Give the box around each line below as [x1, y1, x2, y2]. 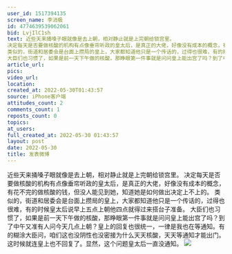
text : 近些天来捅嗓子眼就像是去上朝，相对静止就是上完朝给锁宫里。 [7, 36, 175, 43]
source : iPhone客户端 [7, 94, 66, 100]
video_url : [7, 74, 39, 81]
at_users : [7, 125, 36, 132]
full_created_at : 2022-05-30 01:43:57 [7, 131, 119, 138]
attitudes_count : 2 [7, 100, 64, 107]
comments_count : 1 [7, 106, 60, 113]
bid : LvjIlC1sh [7, 29, 51, 36]
